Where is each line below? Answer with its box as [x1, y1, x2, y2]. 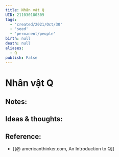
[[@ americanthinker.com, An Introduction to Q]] [12, 146, 114, 152]
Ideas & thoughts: [5, 115, 63, 123]
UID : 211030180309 [5, 12, 44, 17]
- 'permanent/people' [10, 31, 56, 36]
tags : [5, 17, 17, 22]
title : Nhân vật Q [5, 7, 44, 13]
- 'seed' [10, 27, 29, 32]
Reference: [5, 132, 41, 141]
